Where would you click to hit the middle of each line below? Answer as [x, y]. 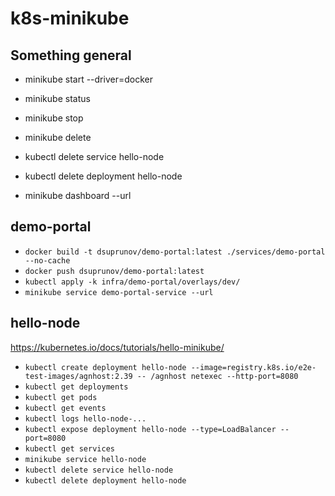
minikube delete [58, 137]
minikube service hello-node [85, 459]
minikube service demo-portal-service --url [119, 292]
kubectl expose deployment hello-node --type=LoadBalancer [150, 429]
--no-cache [47, 260]
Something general [71, 55]
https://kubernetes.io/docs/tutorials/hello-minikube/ [117, 347]
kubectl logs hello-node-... [85, 418]
